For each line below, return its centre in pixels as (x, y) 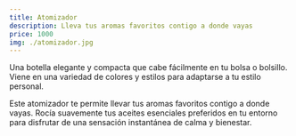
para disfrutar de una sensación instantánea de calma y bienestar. (131, 123)
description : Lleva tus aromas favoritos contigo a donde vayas (131, 26)
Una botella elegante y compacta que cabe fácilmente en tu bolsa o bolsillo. (148, 68)
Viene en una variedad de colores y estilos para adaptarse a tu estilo (135, 77)
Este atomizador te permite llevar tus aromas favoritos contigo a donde (140, 104)
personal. (27, 86)
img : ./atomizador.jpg (51, 42)
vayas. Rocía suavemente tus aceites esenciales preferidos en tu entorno (144, 113)
